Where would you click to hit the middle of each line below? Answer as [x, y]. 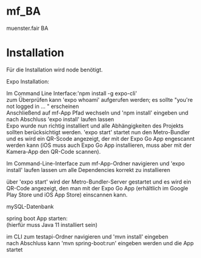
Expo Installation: [28, 81]
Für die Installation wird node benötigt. [55, 70]
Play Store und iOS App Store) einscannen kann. [67, 195]
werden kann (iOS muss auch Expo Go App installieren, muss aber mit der [99, 145]
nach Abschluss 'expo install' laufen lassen [60, 119]
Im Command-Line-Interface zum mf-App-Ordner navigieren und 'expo [96, 163]
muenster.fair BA [27, 28]
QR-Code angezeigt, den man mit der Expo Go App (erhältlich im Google [97, 188]
